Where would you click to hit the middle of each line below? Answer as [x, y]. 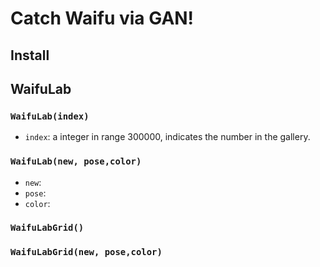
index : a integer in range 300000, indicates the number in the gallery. [167, 137]
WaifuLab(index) [50, 116]
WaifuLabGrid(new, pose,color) [86, 252]
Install [30, 55]
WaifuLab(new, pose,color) [76, 161]
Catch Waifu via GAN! [102, 18]
